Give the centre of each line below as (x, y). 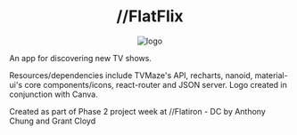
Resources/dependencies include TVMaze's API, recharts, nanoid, (131, 75)
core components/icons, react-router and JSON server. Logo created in (156, 84)
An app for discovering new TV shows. (80, 58)
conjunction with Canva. (54, 94)
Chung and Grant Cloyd (53, 121)
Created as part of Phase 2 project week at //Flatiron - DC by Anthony (137, 111)
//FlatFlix (150, 16)
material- (271, 75)
